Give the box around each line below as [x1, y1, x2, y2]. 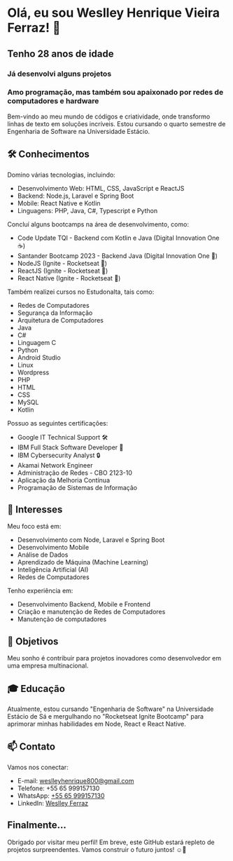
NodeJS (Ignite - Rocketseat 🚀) [17, 259, 107, 267]
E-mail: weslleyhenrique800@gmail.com [17, 776, 134, 785]
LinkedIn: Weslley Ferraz [17, 799, 89, 807]
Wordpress [17, 368, 50, 377]
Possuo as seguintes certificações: [7, 419, 108, 427]
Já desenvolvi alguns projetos [7, 69, 112, 79]
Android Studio [17, 353, 61, 362]
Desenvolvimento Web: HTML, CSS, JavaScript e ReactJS [17, 184, 185, 192]
